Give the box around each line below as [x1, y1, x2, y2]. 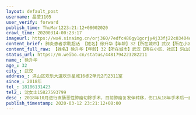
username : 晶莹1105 [6, 14, 52, 20]
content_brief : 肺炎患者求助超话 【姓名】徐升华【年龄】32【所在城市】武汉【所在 [6, 41, 184, 47]
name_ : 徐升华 [6, 57, 38, 63]
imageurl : [6, 35, 30, 41]
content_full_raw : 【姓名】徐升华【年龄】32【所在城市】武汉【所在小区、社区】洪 [6, 46, 185, 52]
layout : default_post [6, 8, 59, 15]
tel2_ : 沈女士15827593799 [6, 89, 66, 95]
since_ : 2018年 [6, 79, 42, 85]
